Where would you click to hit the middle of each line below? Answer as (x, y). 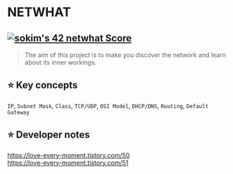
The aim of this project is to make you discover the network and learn (125, 55)
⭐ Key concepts (43, 85)
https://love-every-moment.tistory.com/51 (68, 163)
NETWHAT (39, 12)
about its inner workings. (61, 62)
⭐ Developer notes (49, 135)
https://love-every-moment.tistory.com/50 (69, 155)
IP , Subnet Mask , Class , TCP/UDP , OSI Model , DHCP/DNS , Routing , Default (108, 105)
